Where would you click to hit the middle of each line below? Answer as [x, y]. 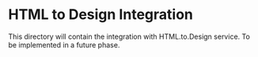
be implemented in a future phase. [64, 44]
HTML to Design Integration [101, 15]
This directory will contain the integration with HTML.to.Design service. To [129, 36]
